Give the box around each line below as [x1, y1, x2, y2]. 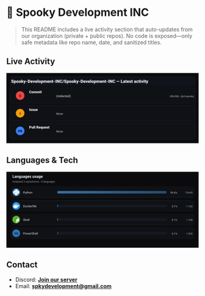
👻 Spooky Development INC [6, 5, 149, 20]
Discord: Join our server [15, 276, 77, 283]
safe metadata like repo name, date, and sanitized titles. [21, 38, 162, 46]
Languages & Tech [6, 155, 78, 165]
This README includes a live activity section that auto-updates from [21, 26, 193, 33]
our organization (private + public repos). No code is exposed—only [21, 32, 193, 39]
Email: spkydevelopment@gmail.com [15, 282, 112, 289]
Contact [6, 259, 38, 270]
